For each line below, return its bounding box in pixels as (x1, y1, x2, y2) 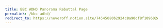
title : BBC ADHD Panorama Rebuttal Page (5, 7, 88, 12)
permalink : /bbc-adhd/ (5, 11, 51, 16)
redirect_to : (5, 16, 32, 20)
